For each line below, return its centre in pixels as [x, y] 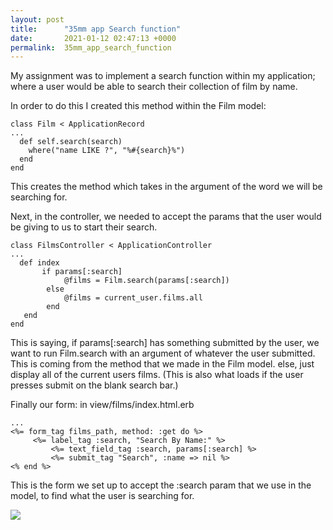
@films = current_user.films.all [133, 298]
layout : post [37, 19]
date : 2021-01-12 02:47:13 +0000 [93, 38]
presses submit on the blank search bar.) [94, 385]
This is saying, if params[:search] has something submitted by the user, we [165, 343]
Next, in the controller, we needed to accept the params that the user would [166, 217]
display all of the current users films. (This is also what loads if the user [157, 375]
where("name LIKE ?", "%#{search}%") [107, 151]
